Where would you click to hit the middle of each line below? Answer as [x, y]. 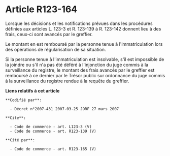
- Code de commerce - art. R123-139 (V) [53, 131]
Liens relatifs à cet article [32, 90]
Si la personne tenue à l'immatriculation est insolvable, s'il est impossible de [85, 59]
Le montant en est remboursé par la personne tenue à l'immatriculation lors [84, 44]
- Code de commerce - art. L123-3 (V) [51, 127]
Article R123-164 [41, 9]
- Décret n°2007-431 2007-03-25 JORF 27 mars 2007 [64, 109]
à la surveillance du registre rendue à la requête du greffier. [67, 81]
